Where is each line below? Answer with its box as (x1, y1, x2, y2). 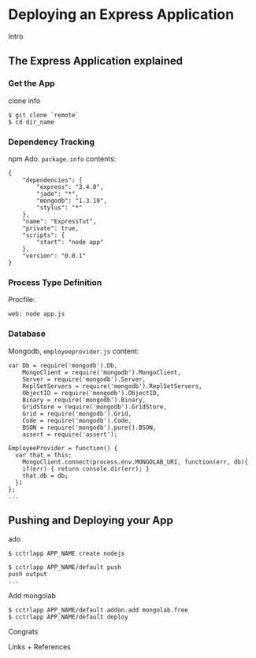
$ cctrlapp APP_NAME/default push (8, 564, 122, 571)
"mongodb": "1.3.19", (36, 197, 108, 205)
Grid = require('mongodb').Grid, (22, 409, 132, 418)
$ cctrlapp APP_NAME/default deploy (8, 613, 128, 621)
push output (8, 571, 47, 579)
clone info (8, 96, 41, 105)
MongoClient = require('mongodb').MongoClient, (22, 368, 181, 376)
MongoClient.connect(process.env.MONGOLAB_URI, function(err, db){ (22, 458, 248, 466)
